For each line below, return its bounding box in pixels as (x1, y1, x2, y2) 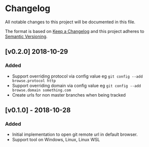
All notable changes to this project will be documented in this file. (5, 19, 136, 25)
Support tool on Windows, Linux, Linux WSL (12, 137, 100, 143)
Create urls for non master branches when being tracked (12, 92, 126, 98)
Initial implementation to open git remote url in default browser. (12, 131, 138, 137)
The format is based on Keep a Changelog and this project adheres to (5, 28, 145, 34)
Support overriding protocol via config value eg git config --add (12, 73, 143, 79)
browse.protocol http (12, 78, 56, 83)
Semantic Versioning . (5, 33, 48, 39)
